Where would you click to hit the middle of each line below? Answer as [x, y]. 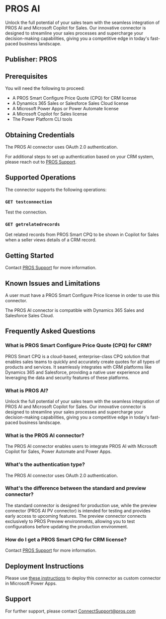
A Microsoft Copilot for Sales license [50, 114]
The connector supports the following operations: [56, 190]
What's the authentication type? [45, 464]
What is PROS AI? [27, 391]
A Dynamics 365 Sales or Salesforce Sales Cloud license [70, 103]
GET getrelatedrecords [33, 224]
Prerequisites [26, 76]
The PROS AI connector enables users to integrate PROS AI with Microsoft [81, 446]
